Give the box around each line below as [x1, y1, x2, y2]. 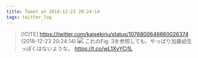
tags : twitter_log [6, 14, 52, 20]
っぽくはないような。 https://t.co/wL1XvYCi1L [20, 45, 133, 52]
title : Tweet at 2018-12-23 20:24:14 [6, 8, 100, 15]
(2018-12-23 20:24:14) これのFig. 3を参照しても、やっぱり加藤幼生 [20, 37, 193, 44]
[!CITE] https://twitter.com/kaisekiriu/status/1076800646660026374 [20, 30, 189, 37]
